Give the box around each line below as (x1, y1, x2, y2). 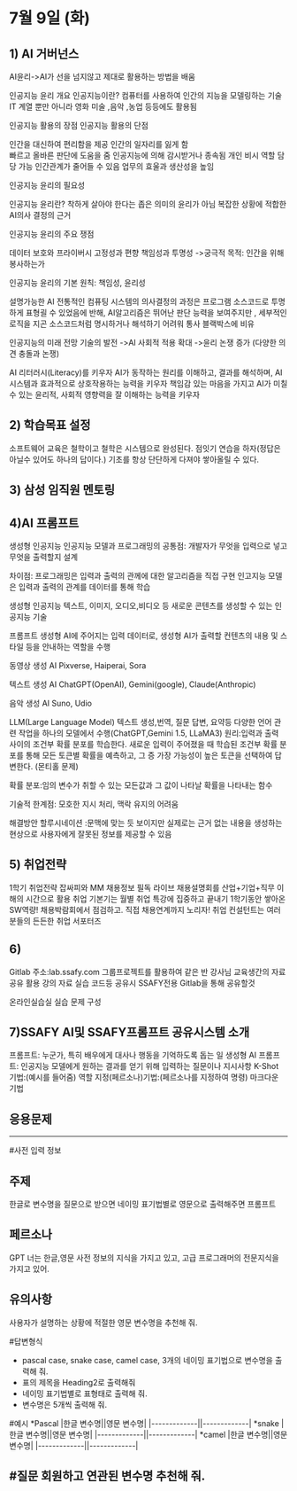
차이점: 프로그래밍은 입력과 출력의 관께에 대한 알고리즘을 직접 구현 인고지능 (9, 571, 267, 582)
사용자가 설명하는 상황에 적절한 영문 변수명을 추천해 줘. (9, 1317, 198, 1328)
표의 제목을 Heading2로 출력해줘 (21, 1377, 136, 1387)
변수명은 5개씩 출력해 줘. (21, 1399, 108, 1409)
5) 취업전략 (9, 857, 67, 872)
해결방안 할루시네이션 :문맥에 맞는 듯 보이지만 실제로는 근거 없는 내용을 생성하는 (9, 817, 283, 829)
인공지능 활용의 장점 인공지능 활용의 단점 (9, 121, 148, 130)
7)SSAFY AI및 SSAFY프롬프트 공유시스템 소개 (9, 1025, 250, 1040)
